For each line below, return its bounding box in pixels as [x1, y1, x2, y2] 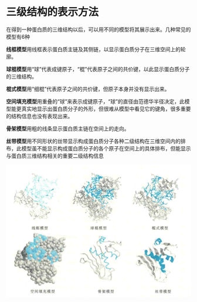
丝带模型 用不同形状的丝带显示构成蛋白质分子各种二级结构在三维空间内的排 [6, 137, 186, 145]
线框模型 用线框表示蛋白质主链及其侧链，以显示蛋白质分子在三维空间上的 [6, 45, 181, 53]
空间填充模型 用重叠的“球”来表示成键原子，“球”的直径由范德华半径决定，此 [6, 98, 185, 105]
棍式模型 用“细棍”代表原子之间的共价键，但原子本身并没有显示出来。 [6, 85, 170, 92]
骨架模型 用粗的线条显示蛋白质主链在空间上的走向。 [6, 125, 130, 132]
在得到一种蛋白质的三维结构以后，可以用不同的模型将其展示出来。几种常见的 [6, 26, 191, 33]
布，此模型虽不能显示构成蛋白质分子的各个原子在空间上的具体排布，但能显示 [6, 145, 191, 152]
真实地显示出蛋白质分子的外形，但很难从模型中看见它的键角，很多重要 [21, 105, 191, 112]
